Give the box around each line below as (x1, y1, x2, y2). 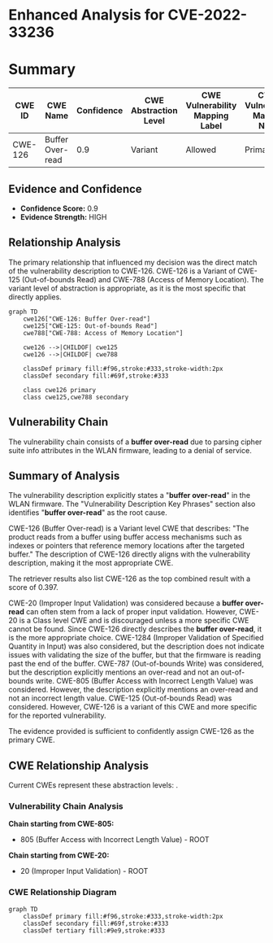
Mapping (193, 110, 229, 121)
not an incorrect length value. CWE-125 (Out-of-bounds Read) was (8, 693, 232, 703)
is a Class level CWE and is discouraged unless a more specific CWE (19, 616, 249, 626)
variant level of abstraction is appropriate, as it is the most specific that (8, 283, 246, 293)
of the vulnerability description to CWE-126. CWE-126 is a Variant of (8, 266, 236, 276)
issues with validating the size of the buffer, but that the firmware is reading (8, 650, 262, 660)
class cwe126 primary (23, 386, 96, 394)
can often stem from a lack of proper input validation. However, (25, 607, 238, 617)
